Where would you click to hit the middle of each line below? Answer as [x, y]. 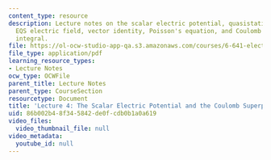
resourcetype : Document [48, 99]
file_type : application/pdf [56, 53]
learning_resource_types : [52, 61]
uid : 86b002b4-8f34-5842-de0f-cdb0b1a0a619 [83, 114]
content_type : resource [48, 16]
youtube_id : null [45, 143]
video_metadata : [35, 136]
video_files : [30, 121]
